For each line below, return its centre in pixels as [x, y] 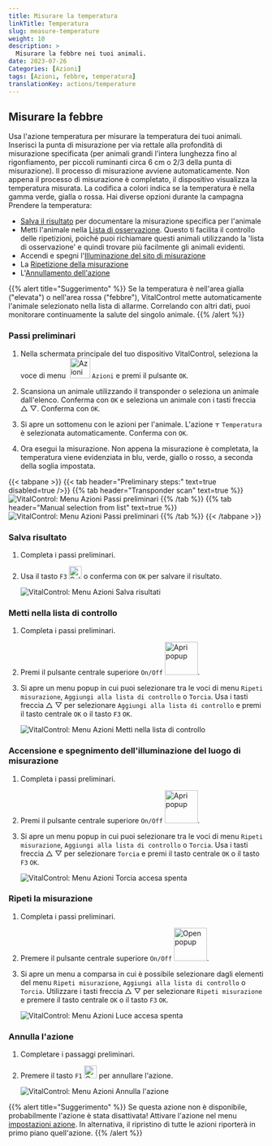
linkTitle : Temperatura [49, 24]
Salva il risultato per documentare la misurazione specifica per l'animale [140, 221]
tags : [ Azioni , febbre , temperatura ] [72, 76]
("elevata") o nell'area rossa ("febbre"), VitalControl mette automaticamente [135, 297]
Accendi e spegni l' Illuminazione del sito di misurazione [113, 256]
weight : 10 [27, 39]
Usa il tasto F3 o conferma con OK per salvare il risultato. [121, 576]
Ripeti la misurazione [51, 899]
